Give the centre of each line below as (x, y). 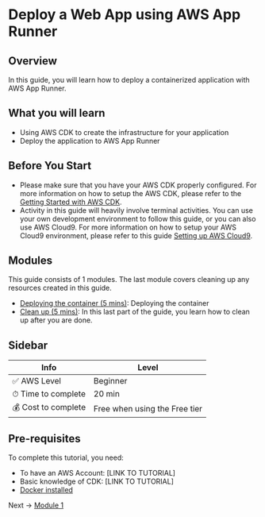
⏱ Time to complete (49, 394)
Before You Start (50, 166)
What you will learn (57, 113)
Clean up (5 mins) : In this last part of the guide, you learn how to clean (134, 312)
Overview (33, 61)
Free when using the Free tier (148, 408)
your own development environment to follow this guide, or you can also (138, 218)
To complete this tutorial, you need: (66, 457)
